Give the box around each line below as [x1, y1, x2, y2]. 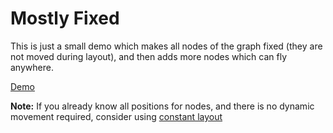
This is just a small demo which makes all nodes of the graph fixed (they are [10, 40, 323, 52]
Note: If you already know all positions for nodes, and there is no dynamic [10, 100, 315, 112]
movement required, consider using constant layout [10, 110, 223, 122]
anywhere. [10, 61, 54, 73]
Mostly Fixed [10, 7, 120, 30]
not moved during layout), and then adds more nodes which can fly [10, 50, 288, 62]
